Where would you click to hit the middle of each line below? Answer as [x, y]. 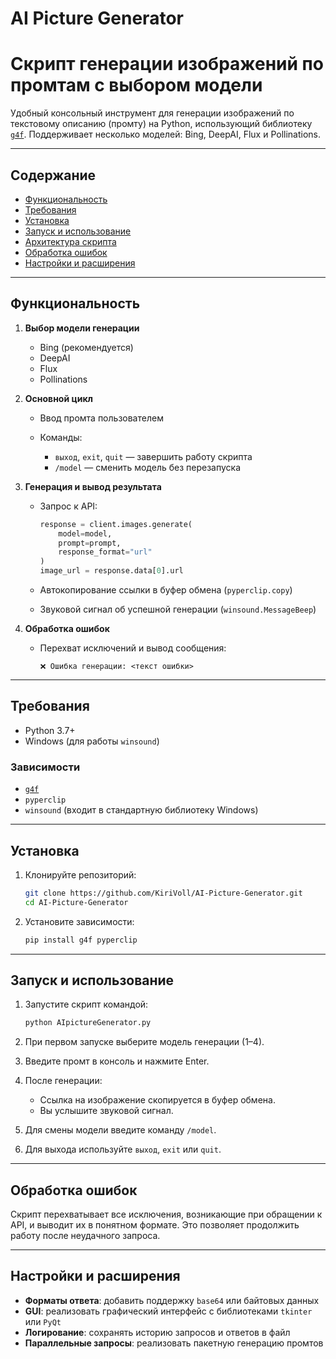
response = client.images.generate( [116, 524]
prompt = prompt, [90, 543]
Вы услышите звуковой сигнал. [106, 1111]
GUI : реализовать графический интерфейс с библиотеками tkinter [168, 1311]
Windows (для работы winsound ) [92, 741]
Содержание [53, 175]
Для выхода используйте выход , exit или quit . [123, 1149]
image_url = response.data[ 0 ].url [111, 571]
